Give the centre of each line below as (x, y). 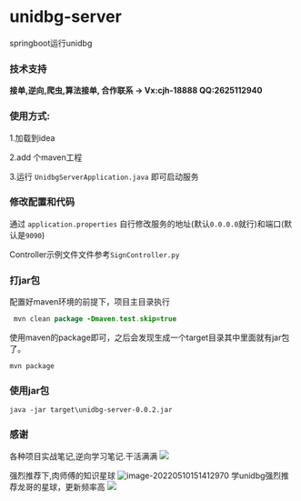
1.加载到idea (32, 137)
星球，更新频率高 (73, 486)
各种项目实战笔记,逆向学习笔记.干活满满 (84, 456)
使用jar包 (30, 390)
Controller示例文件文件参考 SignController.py (95, 254)
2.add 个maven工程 (46, 157)
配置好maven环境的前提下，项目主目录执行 (90, 302)
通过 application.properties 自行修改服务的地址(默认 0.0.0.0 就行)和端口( (147, 224)
